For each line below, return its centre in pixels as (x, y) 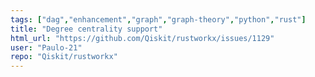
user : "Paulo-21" (46, 47)
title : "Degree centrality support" (86, 29)
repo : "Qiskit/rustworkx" (64, 57)
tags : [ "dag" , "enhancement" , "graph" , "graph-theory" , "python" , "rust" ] (158, 19)
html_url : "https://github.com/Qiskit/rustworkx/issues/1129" (142, 38)
